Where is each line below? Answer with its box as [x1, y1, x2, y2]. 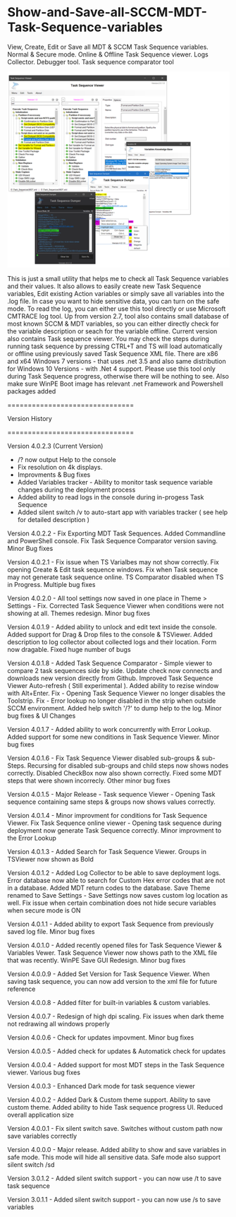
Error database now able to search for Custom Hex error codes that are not [7, 876, 225, 884]
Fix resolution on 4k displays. [17, 463, 103, 471]
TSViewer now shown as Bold [7, 855, 94, 863]
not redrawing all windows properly [7, 1019, 111, 1028]
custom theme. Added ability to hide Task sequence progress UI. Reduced [7, 1103, 223, 1111]
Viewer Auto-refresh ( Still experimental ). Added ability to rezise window [7, 681, 219, 689]
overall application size [7, 1110, 74, 1119]
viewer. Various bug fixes [7, 1068, 81, 1076]
